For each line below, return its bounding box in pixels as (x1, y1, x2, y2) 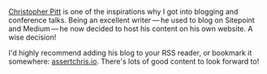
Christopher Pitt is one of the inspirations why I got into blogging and (8, 7, 239, 16)
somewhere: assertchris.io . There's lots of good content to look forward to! (8, 56, 260, 66)
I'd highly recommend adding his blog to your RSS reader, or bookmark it (8, 48, 252, 57)
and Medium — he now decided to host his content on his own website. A (8, 24, 253, 33)
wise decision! (8, 32, 57, 42)
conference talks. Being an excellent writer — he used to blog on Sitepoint (8, 15, 256, 25)
